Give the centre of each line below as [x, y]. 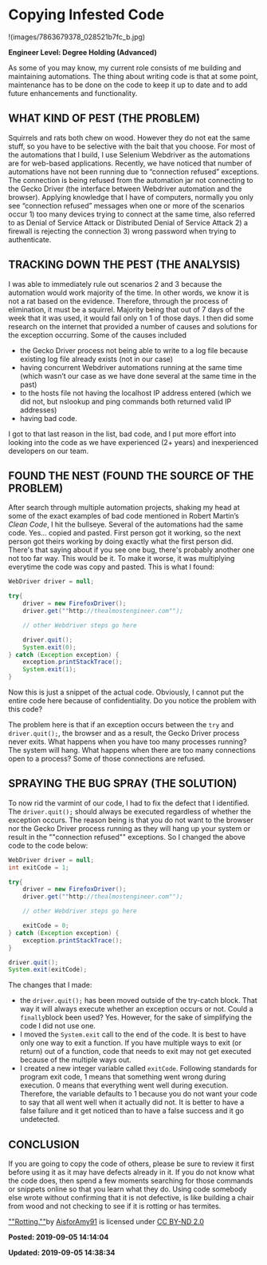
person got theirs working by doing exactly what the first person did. [121, 542]
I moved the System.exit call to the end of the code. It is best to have [133, 1034]
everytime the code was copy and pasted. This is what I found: [112, 567]
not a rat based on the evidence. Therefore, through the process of [118, 300]
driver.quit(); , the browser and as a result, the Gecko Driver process [124, 733]
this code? [25, 709]
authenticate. [30, 239]
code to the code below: [48, 845]
